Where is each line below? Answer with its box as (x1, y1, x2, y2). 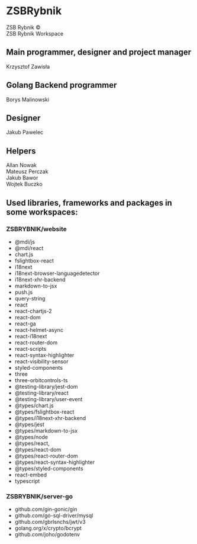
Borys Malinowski (6, 96, 49, 103)
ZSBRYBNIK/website (6, 225, 67, 233)
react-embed (14, 471, 47, 478)
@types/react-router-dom (14, 452, 78, 459)
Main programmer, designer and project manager (6, 47, 192, 57)
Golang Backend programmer (6, 80, 117, 90)
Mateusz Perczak (6, 168, 49, 175)
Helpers (6, 146, 36, 156)
